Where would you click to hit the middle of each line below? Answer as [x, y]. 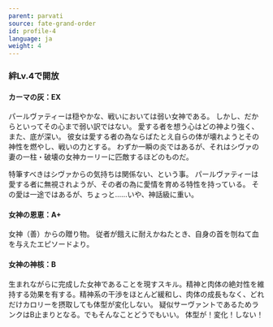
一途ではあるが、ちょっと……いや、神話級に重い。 [114, 195]
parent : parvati [36, 16]
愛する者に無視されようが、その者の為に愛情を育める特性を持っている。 [129, 184]
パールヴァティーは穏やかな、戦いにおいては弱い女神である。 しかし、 [127, 116]
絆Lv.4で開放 [34, 76]
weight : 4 [25, 46]
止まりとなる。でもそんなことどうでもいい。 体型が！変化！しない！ [149, 314]
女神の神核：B [32, 265]
